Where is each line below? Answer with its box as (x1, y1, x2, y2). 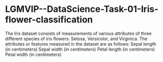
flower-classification (5, 14, 93, 25)
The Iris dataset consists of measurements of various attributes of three (5, 30, 152, 36)
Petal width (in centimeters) (5, 51, 62, 58)
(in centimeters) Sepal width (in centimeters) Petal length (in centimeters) (5, 46, 155, 52)
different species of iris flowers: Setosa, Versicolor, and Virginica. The (5, 36, 148, 42)
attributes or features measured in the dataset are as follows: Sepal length (5, 41, 157, 47)
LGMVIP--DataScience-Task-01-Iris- (5, 3, 159, 15)
